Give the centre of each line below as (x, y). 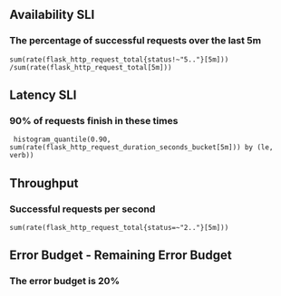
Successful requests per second (82, 209)
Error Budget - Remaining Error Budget (121, 256)
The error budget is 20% (65, 282)
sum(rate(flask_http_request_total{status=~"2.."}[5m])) (119, 228)
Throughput (44, 183)
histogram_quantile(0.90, (62, 139)
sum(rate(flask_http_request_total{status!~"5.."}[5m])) (119, 59)
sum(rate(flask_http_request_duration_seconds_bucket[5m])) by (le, (141, 148)
